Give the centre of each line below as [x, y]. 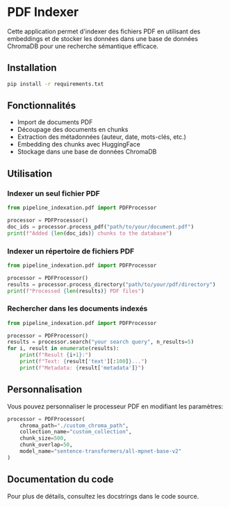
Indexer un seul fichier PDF [54, 193]
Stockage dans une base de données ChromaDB [87, 152]
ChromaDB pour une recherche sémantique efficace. [83, 46]
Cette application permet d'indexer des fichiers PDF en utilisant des [104, 31]
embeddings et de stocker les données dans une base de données [102, 38]
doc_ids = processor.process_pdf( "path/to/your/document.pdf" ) [101, 226]
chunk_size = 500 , [43, 438]
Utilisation [30, 173]
